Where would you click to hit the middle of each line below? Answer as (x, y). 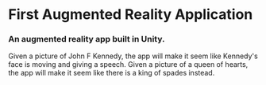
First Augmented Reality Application (131, 15)
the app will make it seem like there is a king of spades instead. (112, 73)
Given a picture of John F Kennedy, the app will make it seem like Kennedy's (133, 56)
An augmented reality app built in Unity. (87, 39)
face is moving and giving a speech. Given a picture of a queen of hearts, (128, 65)
